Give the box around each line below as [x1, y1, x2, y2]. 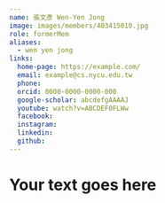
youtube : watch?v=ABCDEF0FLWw [17, 104, 129, 113]
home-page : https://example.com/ [17, 63, 141, 72]
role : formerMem [9, 29, 69, 38]
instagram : [17, 121, 58, 129]
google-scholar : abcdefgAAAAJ [17, 95, 129, 105]
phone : [17, 79, 42, 88]
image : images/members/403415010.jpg [9, 21, 149, 30]
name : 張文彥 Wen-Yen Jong [9, 12, 105, 22]
